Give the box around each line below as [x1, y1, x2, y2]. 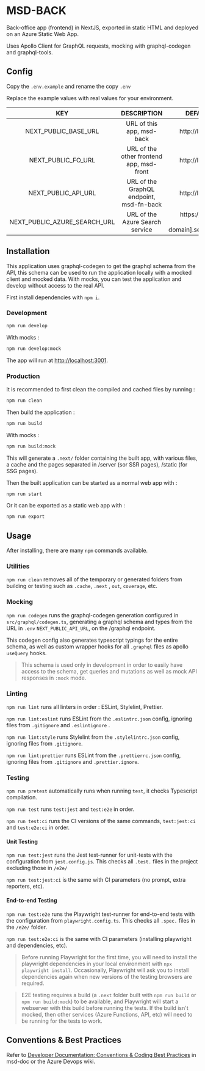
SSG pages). [6, 467, 38, 474]
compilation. [6, 794, 38, 801]
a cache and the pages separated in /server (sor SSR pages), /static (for [6, 460, 188, 468]
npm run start [6, 491, 43, 497]
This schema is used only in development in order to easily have [21, 661, 183, 669]
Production [6, 372, 40, 380]
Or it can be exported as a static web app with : [6, 502, 126, 509]
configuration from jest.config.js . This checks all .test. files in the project [6, 858, 198, 865]
